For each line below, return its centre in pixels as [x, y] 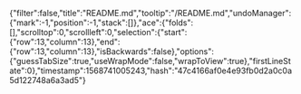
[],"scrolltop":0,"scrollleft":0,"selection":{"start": [98, 32]
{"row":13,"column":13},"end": [65, 42]
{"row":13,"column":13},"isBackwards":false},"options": [112, 52]
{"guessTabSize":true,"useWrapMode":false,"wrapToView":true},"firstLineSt [150, 61]
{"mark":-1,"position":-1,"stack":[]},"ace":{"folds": [102, 23]
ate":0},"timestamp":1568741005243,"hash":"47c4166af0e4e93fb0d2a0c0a [151, 70]
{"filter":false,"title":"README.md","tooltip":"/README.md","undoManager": [150, 13]
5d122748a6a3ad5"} [48, 80]
